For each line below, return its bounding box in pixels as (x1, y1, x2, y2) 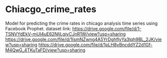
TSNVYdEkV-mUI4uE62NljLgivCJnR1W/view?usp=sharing (5, 31, 126, 37)
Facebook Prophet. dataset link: (5, 25, 72, 31)
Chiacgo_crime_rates (5, 4, 97, 15)
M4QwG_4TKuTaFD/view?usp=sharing (5, 47, 86, 53)
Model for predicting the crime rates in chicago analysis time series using (5, 20, 158, 26)
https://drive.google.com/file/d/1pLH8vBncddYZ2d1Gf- (38, 41, 153, 47)
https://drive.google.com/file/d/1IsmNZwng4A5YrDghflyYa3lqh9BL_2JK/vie (5, 36, 162, 42)
